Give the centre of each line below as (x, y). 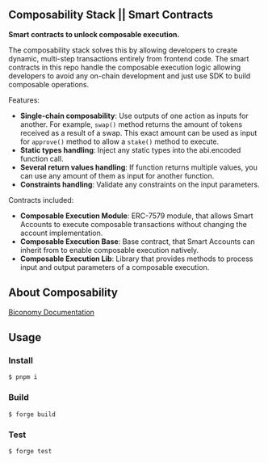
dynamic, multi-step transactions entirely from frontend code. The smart (129, 58)
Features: (24, 100)
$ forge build (32, 414)
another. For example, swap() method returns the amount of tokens (131, 124)
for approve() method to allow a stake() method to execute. (119, 141)
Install (21, 360)
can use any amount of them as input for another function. (117, 175)
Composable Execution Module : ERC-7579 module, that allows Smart (136, 216)
